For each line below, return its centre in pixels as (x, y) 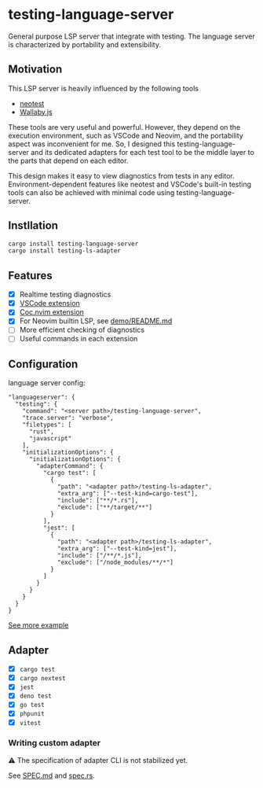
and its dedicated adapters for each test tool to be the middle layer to (143, 152)
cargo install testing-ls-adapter (65, 251)
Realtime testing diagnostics (65, 295)
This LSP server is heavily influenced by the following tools (103, 88)
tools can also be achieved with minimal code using (91, 192)
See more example (38, 625)
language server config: (47, 383)
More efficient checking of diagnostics (82, 330)
